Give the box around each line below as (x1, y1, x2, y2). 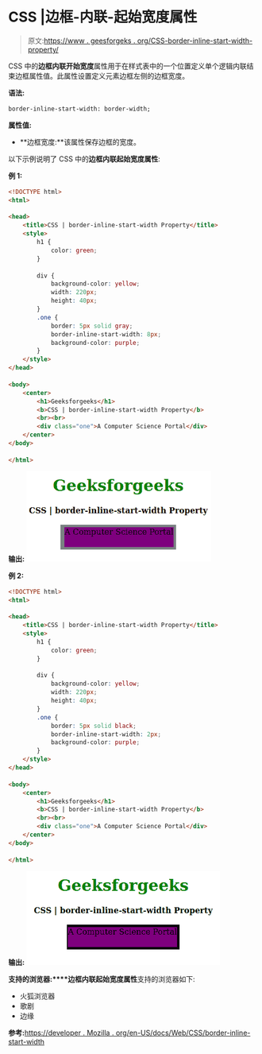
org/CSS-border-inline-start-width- (137, 36, 252, 45)
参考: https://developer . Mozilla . (8, 1028, 114, 1037)
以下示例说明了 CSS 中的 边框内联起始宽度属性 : (8, 153, 161, 164)
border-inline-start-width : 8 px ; (50, 330, 161, 339)
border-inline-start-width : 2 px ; (50, 730, 161, 738)
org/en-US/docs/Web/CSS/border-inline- (115, 1028, 251, 1037)
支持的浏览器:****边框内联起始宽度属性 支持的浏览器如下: (8, 974, 196, 983)
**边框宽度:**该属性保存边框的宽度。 (19, 137, 141, 146)
